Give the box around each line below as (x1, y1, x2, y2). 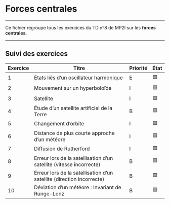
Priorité (129, 64, 148, 72)
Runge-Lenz (34, 190, 65, 197)
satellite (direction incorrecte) (34, 176, 105, 183)
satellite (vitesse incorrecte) (34, 161, 101, 168)
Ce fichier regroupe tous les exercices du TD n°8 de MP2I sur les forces (5, 24, 156, 30)
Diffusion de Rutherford (34, 145, 90, 152)
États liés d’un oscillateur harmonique (34, 74, 123, 81)
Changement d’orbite (34, 120, 84, 127)
